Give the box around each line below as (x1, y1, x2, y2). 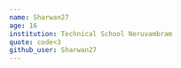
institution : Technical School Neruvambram (9, 29, 173, 38)
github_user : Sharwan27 (9, 46, 98, 55)
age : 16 (9, 21, 38, 30)
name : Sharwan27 (9, 12, 69, 22)
